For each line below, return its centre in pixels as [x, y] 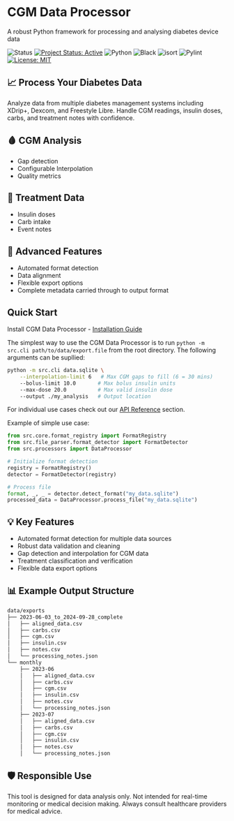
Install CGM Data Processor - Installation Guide [75, 329]
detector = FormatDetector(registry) [62, 474]
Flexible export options [50, 283]
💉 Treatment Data [46, 197]
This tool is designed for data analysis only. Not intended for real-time [107, 796]
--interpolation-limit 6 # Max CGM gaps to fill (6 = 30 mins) [117, 377]
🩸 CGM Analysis [45, 141]
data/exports [26, 611]
